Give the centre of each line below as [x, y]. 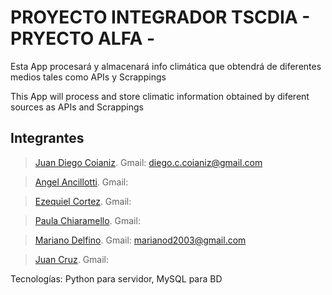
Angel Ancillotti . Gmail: [81, 182]
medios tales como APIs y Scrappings [88, 77]
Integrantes [47, 138]
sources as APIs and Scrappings [77, 107]
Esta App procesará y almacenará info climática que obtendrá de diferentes [166, 66]
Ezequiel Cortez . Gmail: [83, 201]
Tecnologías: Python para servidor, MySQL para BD [116, 278]
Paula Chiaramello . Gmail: [87, 220]
